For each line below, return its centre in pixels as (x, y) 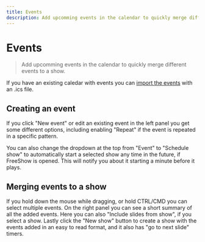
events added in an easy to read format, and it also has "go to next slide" (98, 227)
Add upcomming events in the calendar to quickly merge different (104, 65)
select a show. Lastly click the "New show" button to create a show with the (102, 221)
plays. (14, 168)
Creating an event (41, 108)
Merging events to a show (56, 187)
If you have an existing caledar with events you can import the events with (99, 83)
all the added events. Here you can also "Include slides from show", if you (99, 215)
